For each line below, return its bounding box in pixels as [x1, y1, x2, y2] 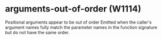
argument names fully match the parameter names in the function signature [5, 24, 158, 30]
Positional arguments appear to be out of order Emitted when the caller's [5, 19, 152, 25]
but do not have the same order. [5, 29, 70, 35]
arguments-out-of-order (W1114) [5, 3, 141, 14]
